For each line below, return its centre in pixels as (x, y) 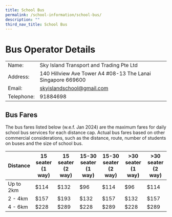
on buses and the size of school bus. (44, 143)
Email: (15, 89)
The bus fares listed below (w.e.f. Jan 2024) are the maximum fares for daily (86, 127)
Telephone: (21, 97)
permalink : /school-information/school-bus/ (53, 15)
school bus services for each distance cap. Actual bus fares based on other (85, 133)
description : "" (23, 19)
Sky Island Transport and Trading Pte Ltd (89, 66)
